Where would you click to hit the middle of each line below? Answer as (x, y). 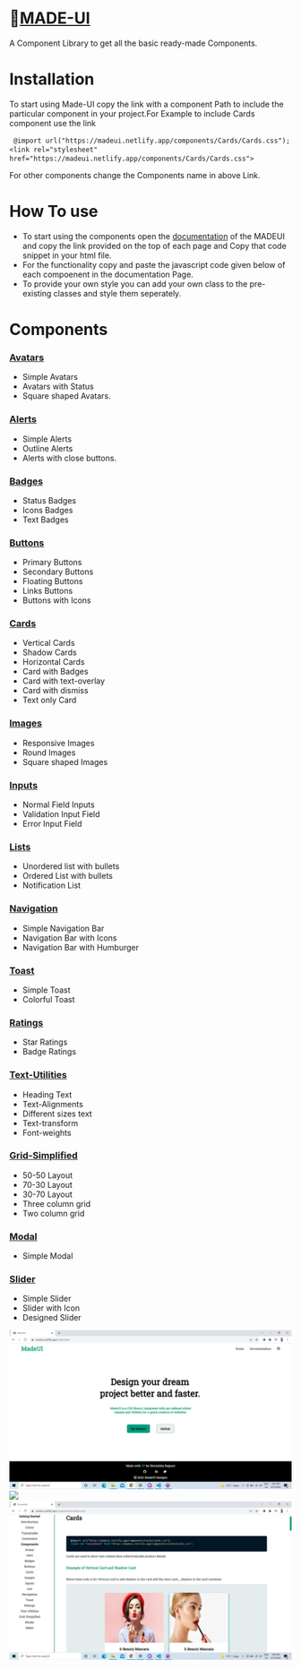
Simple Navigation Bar (63, 928)
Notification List (52, 885)
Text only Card (49, 700)
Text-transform (50, 1123)
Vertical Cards (48, 643)
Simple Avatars (50, 377)
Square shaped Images (65, 761)
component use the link (53, 123)
